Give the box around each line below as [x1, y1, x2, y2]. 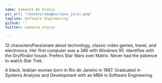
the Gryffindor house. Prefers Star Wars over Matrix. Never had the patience [5, 53, 158, 58]
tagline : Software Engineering [5, 16, 68, 21]
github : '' [5, 20, 27, 26]
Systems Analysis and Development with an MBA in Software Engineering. [5, 72, 154, 78]
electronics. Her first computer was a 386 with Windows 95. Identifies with [5, 48, 154, 54]
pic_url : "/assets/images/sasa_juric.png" [5, 12, 92, 16]
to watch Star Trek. [5, 58, 43, 64]
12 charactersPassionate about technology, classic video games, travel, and [5, 42, 157, 48]
